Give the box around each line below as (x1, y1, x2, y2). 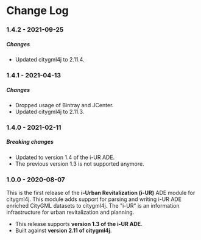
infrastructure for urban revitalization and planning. (6, 208, 135, 216)
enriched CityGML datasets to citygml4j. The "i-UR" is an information (6, 202, 180, 210)
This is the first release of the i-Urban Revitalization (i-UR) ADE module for (6, 189, 196, 197)
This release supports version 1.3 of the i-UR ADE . (15, 221, 143, 228)
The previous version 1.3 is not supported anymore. (15, 160, 144, 168)
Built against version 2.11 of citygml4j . (15, 227, 112, 235)
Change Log (6, 4, 69, 18)
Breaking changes (6, 138, 54, 146)
